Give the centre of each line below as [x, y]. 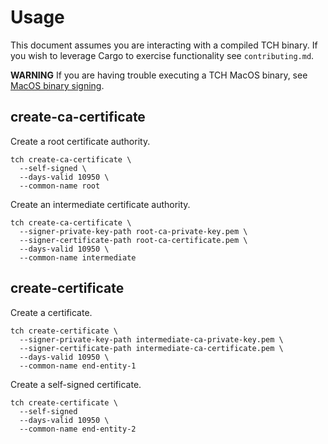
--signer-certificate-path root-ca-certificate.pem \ [133, 240]
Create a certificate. [51, 312]
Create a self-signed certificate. [76, 384]
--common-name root [60, 186]
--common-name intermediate [78, 257]
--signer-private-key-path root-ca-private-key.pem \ [133, 231]
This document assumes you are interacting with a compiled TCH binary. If [164, 45]
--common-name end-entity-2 [78, 429]
